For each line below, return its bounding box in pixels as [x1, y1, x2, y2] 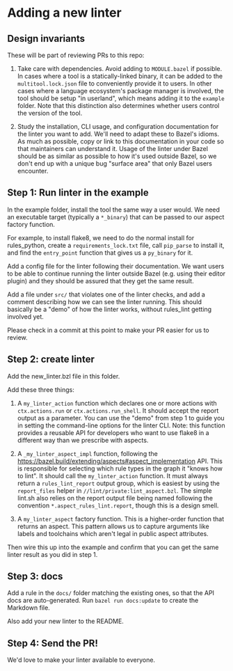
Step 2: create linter [7, 354, 95, 365]
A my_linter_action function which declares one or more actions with [17, 399, 217, 407]
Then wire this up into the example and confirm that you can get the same [7, 543, 219, 551]
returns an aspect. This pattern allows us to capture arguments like [17, 522, 210, 530]
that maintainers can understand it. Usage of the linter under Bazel [17, 145, 209, 152]
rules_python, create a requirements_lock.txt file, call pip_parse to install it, [7, 241, 225, 249]
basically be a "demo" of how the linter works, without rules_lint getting [7, 305, 212, 313]
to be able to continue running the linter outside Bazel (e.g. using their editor [7, 269, 226, 278]
